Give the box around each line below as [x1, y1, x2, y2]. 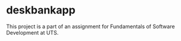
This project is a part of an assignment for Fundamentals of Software [6, 23, 175, 30]
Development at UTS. [6, 29, 59, 36]
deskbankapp [6, 4, 76, 17]
